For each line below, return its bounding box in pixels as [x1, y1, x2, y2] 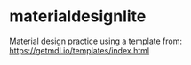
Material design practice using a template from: [9, 36, 182, 46]
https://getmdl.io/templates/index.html [9, 45, 149, 55]
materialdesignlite [9, 6, 147, 27]
